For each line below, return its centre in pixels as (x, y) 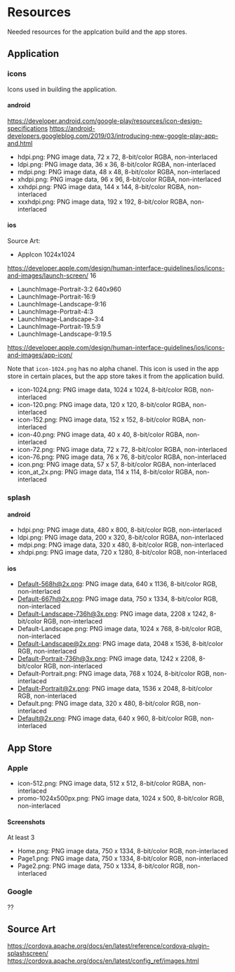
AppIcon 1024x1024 (46, 254)
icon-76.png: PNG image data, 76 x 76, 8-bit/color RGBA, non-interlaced (122, 457)
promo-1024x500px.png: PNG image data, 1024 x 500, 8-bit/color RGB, (121, 798)
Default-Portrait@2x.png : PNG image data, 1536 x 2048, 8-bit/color (115, 689)
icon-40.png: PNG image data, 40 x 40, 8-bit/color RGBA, (101, 435)
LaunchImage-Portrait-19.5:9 (59, 327)
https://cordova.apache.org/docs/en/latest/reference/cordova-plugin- (109, 946)
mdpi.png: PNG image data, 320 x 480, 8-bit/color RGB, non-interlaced (120, 545)
